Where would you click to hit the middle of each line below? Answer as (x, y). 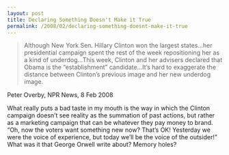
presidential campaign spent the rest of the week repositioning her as (122, 53)
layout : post (26, 13)
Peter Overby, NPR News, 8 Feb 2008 (60, 95)
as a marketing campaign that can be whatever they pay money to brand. (110, 123)
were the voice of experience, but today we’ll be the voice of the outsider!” (112, 137)
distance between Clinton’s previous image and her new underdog (117, 74)
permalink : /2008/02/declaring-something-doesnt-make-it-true (97, 26)
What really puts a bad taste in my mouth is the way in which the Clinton (109, 108)
